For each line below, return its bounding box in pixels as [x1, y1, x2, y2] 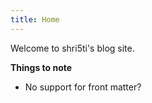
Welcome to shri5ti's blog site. [10, 42, 135, 54]
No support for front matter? [24, 81, 142, 93]
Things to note [10, 61, 73, 73]
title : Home [10, 14, 60, 25]
